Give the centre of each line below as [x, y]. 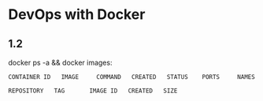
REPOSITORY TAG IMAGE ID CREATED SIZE [93, 91]
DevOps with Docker [77, 15]
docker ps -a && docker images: [60, 62]
